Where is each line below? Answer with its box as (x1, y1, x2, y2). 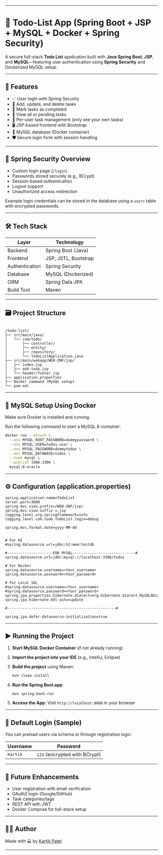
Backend (7, 247, 28, 254)
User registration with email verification (12, 786, 91, 791)
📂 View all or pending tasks (12, 111, 67, 117)
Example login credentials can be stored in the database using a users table (5, 197, 156, 204)
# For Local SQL (5, 580, 38, 585)
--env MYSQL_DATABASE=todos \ (9, 451, 70, 456)
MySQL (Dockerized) (45, 271, 94, 278)
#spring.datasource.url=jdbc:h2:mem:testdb (5, 542, 95, 547)
